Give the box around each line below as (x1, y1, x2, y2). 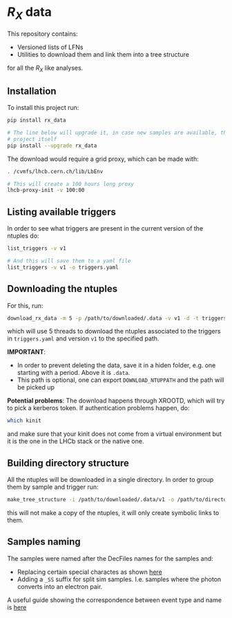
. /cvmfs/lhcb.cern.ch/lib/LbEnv (7, 168, 104, 175)
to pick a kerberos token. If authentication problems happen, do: (7, 404, 190, 412)
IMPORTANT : (7, 348, 46, 356)
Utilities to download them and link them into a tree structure (17, 50, 190, 59)
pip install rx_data (7, 117, 67, 124)
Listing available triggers (7, 206, 116, 218)
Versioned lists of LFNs (17, 43, 84, 51)
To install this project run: (7, 104, 79, 112)
